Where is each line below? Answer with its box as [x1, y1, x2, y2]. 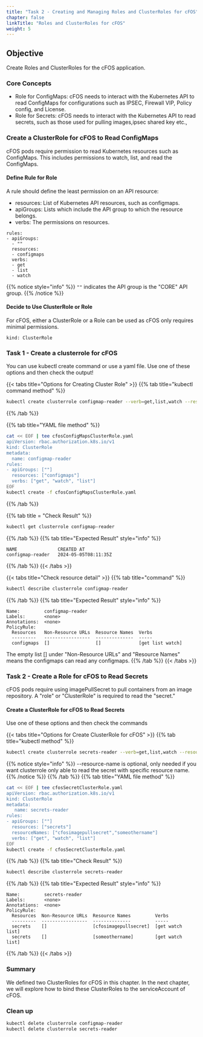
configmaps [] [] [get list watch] [11, 640, 182, 646]
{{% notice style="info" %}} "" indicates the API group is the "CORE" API [6, 283, 188, 290]
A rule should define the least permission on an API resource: [6, 187, 159, 195]
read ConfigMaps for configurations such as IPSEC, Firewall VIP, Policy [14, 99, 192, 106]
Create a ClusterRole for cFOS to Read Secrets [6, 706, 125, 713]
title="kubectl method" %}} [6, 738, 74, 745]
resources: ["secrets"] [11, 824, 71, 830]
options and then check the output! [6, 369, 94, 376]
